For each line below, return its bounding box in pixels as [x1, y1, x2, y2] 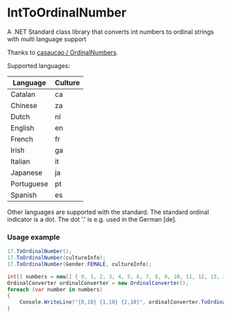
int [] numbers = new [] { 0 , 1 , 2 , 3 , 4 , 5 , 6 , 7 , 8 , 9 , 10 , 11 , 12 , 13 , [7, 273, 220, 280]
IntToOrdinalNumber [7, 5, 127, 21]
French [10, 134, 34, 144]
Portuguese [10, 179, 49, 189]
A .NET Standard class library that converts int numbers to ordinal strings [7, 28, 214, 36]
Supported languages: [7, 61, 70, 70]
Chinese [10, 100, 38, 110]
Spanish [10, 190, 37, 200]
